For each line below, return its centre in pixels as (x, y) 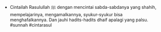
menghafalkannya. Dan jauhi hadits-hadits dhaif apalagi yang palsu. (79, 20)
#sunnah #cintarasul (31, 25)
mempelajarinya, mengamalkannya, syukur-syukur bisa (66, 15)
